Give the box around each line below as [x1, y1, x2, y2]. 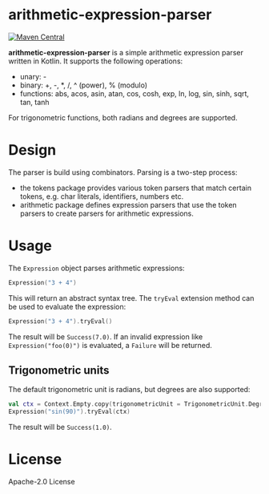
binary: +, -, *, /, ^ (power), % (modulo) [19, 80, 148, 90]
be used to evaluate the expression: [8, 302, 126, 311]
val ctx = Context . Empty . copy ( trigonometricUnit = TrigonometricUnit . [8, 400, 249, 408]
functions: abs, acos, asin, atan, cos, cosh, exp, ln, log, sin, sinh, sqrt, [19, 88, 250, 98]
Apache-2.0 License [8, 477, 75, 487]
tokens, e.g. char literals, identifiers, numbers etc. [19, 191, 184, 201]
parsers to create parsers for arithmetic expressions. [19, 209, 195, 218]
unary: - [19, 71, 46, 81]
